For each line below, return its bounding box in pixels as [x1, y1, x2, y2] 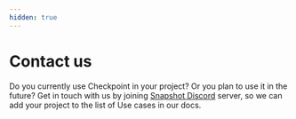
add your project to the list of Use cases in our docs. [9, 99, 202, 110]
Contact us [9, 51, 92, 71]
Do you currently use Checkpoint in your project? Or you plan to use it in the [9, 81, 288, 91]
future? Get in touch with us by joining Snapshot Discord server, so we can [9, 90, 283, 100]
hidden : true [9, 12, 58, 22]
